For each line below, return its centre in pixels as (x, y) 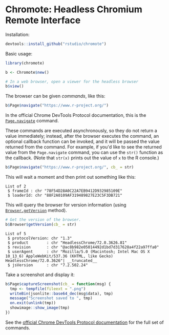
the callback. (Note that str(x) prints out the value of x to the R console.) (82, 158)
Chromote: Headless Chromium (74, 9)
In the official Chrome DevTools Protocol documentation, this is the (76, 115)
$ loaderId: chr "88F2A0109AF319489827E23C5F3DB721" (65, 196)
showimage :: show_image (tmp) (40, 308)
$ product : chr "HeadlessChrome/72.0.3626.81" (67, 243)
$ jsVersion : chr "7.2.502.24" (48, 265)
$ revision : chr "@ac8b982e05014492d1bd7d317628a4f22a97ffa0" (83, 247)
